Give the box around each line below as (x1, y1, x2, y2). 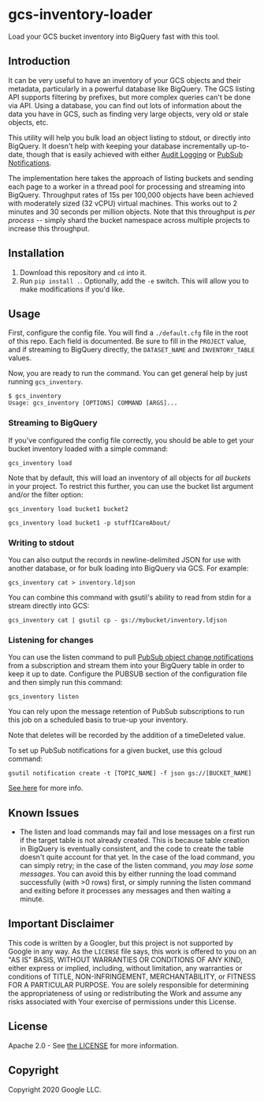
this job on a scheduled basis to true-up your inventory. (8, 715, 188, 724)
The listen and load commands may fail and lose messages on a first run (19, 827, 255, 837)
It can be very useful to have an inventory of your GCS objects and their (8, 75, 242, 85)
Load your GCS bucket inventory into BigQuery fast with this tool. (8, 32, 221, 41)
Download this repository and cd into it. (19, 267, 147, 277)
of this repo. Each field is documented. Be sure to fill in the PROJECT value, (8, 337, 247, 346)
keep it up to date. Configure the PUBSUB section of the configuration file (8, 669, 247, 679)
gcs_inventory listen (8, 693, 80, 701)
